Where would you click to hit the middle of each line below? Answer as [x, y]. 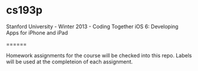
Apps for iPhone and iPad [37, 32]
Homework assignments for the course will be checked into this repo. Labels [99, 55]
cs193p [24, 10]
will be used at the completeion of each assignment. [70, 62]
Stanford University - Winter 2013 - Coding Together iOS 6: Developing [92, 26]
